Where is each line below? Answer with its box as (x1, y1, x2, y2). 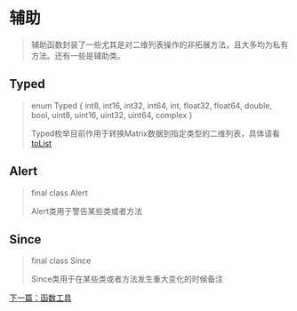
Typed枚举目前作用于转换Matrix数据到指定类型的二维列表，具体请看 (30, 128, 280, 139)
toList (30, 138, 52, 148)
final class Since (30, 255, 92, 267)
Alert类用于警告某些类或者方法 (30, 205, 143, 216)
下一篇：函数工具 (9, 292, 72, 303)
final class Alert (30, 187, 89, 198)
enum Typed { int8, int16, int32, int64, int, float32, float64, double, (30, 100, 273, 111)
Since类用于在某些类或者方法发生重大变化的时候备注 (30, 274, 224, 284)
